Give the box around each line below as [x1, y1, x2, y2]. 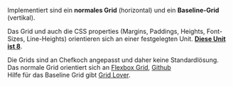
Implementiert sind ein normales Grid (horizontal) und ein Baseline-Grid [7, 6, 220, 14]
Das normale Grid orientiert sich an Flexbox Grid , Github [7, 63, 172, 71]
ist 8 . [7, 42, 23, 50]
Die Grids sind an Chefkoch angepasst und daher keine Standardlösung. [7, 56, 219, 64]
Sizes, [7, 35, 26, 43]
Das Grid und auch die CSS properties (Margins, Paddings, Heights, [7, 27, 205, 35]
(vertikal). [7, 13, 36, 22]
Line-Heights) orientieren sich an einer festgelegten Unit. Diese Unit [26, 35, 226, 43]
